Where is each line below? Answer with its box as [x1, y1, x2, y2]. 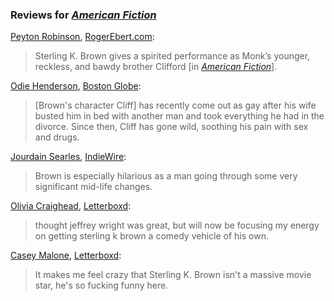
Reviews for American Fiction [10, 8, 157, 22]
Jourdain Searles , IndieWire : [10, 151, 127, 163]
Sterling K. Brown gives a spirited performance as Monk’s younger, [34, 50, 311, 62]
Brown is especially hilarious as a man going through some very [34, 170, 298, 182]
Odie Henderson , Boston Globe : [10, 80, 142, 92]
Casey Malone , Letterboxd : [10, 249, 122, 262]
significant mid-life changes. [34, 181, 153, 193]
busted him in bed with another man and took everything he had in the [34, 110, 325, 122]
